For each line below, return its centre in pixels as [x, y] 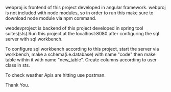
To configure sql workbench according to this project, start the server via [82, 49]
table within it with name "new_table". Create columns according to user [81, 60]
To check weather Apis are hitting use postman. [56, 75]
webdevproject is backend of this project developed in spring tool [75, 28]
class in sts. [18, 65]
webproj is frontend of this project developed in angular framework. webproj [86, 7]
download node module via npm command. [51, 18]
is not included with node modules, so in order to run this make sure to [79, 13]
